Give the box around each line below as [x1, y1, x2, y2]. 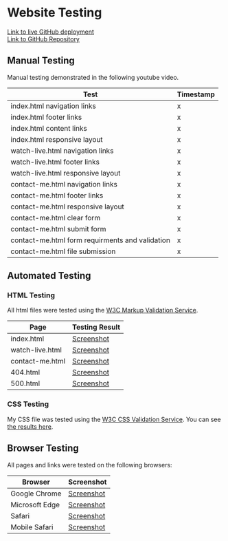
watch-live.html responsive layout [10, 168, 121, 178]
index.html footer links [10, 112, 82, 122]
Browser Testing [7, 443, 79, 454]
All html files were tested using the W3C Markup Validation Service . [7, 306, 198, 315]
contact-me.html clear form [10, 213, 101, 222]
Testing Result [71, 322, 121, 332]
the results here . [7, 422, 54, 431]
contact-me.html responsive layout [10, 202, 125, 211]
